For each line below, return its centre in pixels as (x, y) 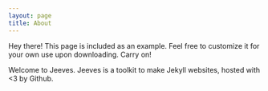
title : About (30, 23)
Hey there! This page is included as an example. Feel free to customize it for (134, 45)
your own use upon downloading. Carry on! (80, 54)
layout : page (30, 16)
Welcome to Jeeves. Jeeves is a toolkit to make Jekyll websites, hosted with (134, 69)
